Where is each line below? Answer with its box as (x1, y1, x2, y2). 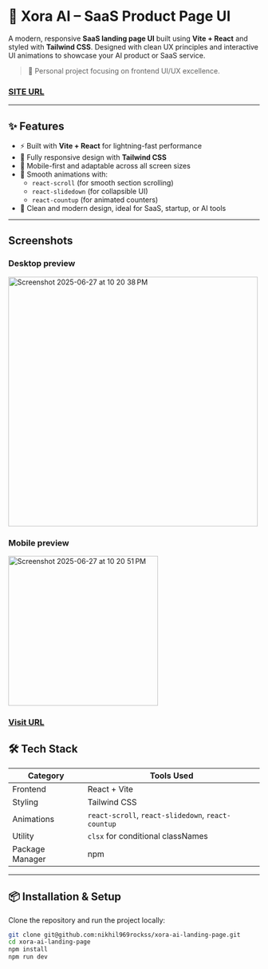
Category (27, 770, 65, 781)
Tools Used (150, 770, 194, 781)
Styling (12, 796, 38, 808)
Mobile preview (8, 537, 69, 548)
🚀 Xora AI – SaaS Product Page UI (8, 7, 231, 26)
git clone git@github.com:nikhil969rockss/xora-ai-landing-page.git (8, 931, 241, 939)
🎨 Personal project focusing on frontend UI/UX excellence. (27, 66, 221, 75)
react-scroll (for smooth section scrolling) (31, 178, 174, 188)
